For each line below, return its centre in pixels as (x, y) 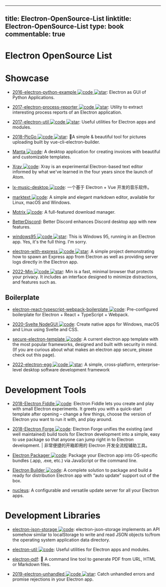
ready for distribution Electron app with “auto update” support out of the (86, 475)
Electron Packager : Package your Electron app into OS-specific (85, 455)
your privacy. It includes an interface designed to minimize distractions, (85, 277)
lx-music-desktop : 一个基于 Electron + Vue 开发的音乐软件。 (82, 187)
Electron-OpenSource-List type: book (64, 27)
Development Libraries (53, 516)
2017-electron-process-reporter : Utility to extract (78, 107)
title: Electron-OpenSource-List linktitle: (68, 19)
